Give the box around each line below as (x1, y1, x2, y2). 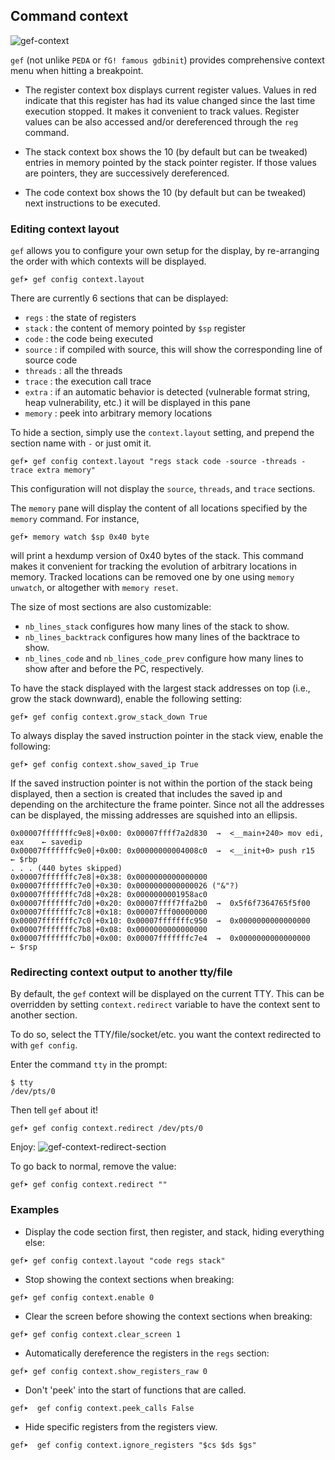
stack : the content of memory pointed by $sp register (24, 322, 247, 334)
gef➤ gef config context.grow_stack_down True (10, 712, 208, 723)
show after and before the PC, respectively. (24, 663, 204, 675)
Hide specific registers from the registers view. (24, 1420, 218, 1433)
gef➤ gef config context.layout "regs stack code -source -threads (10, 457, 298, 467)
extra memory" (36, 465, 97, 476)
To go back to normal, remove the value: (10, 1160, 177, 1173)
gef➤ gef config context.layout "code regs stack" (10, 1255, 226, 1266)
